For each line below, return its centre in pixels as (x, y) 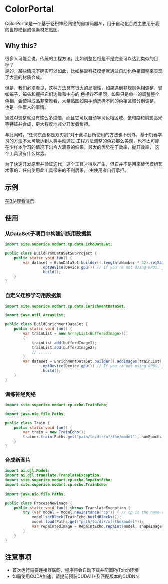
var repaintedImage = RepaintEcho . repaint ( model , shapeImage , (98, 526)
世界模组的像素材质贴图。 (36, 29)
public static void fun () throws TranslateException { (72, 508)
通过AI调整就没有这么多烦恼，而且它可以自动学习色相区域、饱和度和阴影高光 (84, 117)
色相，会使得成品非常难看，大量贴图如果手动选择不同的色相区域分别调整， (82, 101)
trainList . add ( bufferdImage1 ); (64, 343)
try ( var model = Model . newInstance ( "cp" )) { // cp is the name (91, 512)
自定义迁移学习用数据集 (33, 296)
